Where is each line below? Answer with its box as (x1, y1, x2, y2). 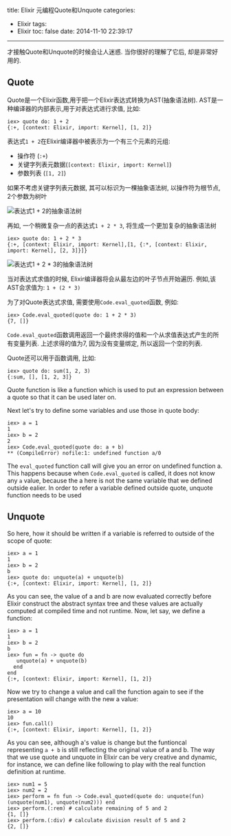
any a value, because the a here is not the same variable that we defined (7, 476, 212, 484)
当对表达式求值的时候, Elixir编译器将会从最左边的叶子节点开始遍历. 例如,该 (7, 275, 217, 283)
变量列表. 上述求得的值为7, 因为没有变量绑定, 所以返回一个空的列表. (12, 339, 203, 347)
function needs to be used (7, 491, 82, 499)
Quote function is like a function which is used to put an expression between (7, 385, 224, 394)
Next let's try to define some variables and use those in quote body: (7, 406, 199, 414)
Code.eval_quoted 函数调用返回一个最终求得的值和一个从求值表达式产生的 (7, 330, 213, 339)
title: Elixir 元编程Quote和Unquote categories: (7, 6, 135, 14)
